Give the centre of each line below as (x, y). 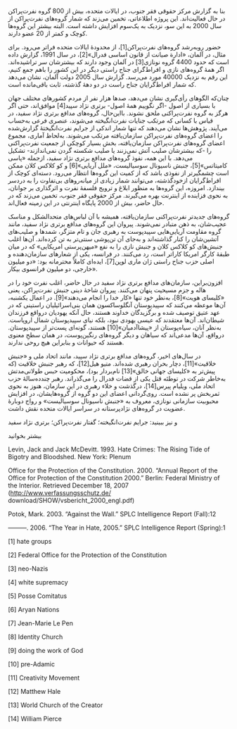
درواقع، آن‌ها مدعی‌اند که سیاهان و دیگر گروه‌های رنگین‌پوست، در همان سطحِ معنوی (116, 335)
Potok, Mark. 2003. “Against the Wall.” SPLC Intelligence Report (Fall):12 (112, 514)
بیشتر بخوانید (25, 436)
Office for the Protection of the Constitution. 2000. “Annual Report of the (113, 471)
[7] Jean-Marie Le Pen (40, 623)
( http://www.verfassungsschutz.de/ (60, 493)
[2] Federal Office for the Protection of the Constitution (88, 555)
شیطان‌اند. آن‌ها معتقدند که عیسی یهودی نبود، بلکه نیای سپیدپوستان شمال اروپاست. (116, 320)
